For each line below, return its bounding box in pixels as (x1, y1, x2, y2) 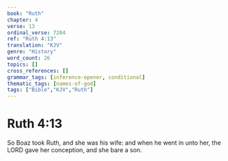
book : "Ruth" (7, 10, 45, 17)
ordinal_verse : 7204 (7, 29, 66, 36)
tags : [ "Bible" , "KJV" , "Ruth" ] (7, 86, 94, 93)
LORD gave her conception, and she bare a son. (7, 146, 142, 154)
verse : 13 (7, 23, 36, 29)
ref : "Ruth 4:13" (7, 36, 57, 42)
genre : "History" (7, 49, 57, 55)
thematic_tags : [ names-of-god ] (7, 80, 97, 87)
